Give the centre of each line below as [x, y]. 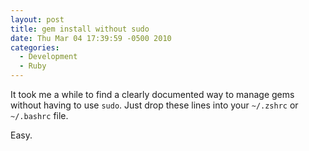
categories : [35, 47]
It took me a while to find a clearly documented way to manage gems [152, 94]
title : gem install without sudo [80, 29]
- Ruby [33, 66]
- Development [48, 57]
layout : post [37, 19]
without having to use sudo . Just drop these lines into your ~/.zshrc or [154, 105]
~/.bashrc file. [39, 115]
